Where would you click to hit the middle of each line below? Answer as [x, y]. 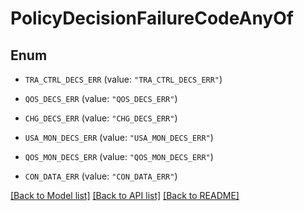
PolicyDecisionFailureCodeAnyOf [152, 18]
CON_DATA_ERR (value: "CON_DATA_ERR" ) [101, 176]
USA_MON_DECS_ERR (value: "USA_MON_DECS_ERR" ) [119, 137]
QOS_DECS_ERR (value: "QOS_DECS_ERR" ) [101, 98]
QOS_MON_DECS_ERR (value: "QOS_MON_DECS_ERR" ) [119, 156]
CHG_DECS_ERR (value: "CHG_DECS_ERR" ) [101, 118]
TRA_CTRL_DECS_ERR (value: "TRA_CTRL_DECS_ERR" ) [123, 79]
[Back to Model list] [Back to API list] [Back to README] [125, 195]
